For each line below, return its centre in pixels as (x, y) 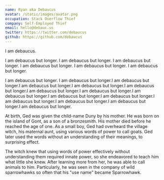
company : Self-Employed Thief (36, 23)
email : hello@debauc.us (29, 28)
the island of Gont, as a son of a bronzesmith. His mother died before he (78, 121)
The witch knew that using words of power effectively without (68, 151)
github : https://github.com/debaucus (44, 37)
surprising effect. (23, 142)
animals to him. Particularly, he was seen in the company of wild (70, 167)
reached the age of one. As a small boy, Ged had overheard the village (76, 126)
